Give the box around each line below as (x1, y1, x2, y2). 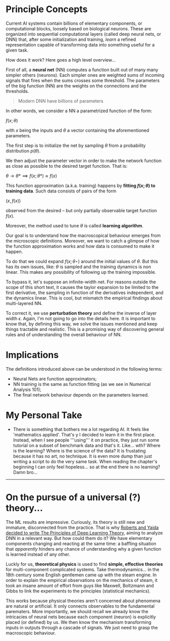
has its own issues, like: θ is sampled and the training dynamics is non (6, 264, 151, 270)
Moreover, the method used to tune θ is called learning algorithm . (6, 222, 143, 228)
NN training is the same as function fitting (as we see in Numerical (13, 381, 151, 387)
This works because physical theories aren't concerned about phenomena (6, 598, 161, 604)
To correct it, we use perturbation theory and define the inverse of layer (6, 310, 157, 316)
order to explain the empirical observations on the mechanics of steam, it (6, 577, 158, 583)
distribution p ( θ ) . (6, 147, 41, 154)
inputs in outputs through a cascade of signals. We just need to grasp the (6, 624, 158, 630)
